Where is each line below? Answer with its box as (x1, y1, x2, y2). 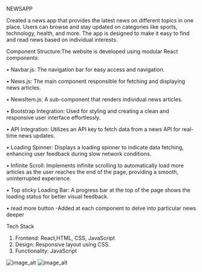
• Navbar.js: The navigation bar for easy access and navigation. (6, 66, 165, 73)
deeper (6, 211, 24, 218)
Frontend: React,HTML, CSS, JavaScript (15, 235, 115, 241)
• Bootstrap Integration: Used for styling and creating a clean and (6, 108, 169, 114)
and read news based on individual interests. (6, 36, 118, 43)
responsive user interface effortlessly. (6, 114, 101, 121)
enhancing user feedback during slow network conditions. (6, 151, 152, 157)
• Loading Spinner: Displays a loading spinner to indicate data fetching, (6, 144, 184, 151)
